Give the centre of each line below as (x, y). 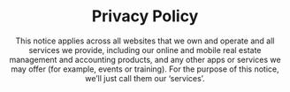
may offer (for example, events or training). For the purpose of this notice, (145, 69)
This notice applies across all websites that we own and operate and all (145, 41)
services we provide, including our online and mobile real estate (145, 50)
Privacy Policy (145, 16)
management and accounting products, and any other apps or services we (145, 59)
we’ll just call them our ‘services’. (145, 78)
